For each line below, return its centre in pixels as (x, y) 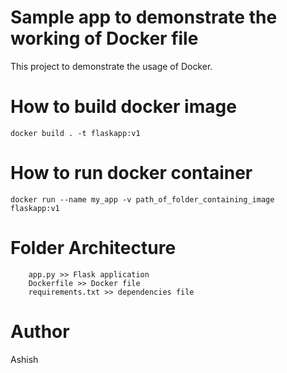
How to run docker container (131, 173)
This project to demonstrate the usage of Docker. (111, 66)
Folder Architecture (93, 248)
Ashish (24, 359)
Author (40, 331)
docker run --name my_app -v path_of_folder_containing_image (142, 199)
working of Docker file (104, 38)
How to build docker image (123, 107)
